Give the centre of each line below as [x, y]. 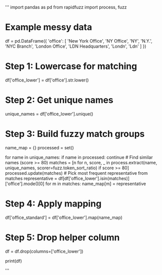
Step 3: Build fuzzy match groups [75, 134]
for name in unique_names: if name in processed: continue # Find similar [79, 157]
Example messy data [49, 27]
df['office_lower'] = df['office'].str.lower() [47, 80]
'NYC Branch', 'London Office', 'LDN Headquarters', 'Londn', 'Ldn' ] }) [76, 46]
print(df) [14, 261]
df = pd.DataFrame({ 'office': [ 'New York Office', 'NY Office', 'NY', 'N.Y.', [79, 41]
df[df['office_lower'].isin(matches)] [94, 178]
